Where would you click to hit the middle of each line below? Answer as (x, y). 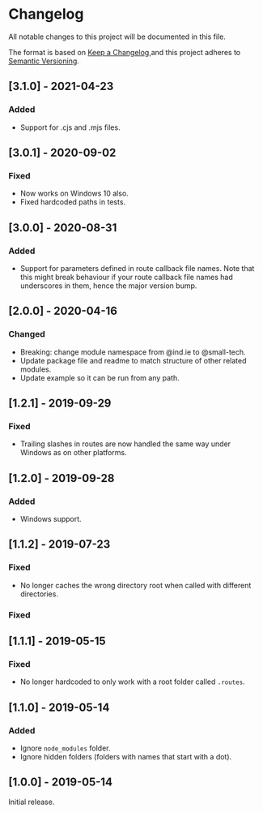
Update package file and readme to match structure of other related (133, 360)
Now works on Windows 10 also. (74, 194)
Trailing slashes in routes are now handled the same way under (125, 444)
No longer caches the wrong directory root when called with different (136, 585)
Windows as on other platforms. (73, 453)
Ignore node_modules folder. (65, 748)
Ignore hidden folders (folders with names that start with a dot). (126, 757)
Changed (27, 334)
